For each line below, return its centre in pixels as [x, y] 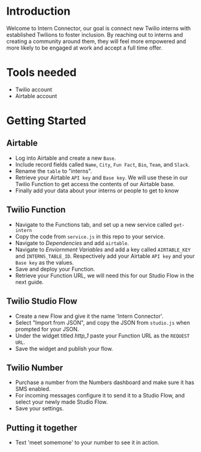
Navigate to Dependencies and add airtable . [72, 243]
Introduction [38, 11]
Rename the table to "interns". [54, 171]
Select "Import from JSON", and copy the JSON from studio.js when [103, 322]
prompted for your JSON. [47, 329]
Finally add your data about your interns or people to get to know [97, 190]
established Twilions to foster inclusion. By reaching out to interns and [95, 34]
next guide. [29, 282]
